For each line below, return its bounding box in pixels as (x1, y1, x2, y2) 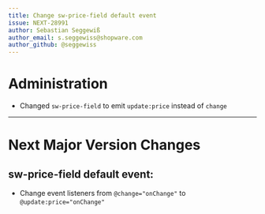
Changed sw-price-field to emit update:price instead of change (19, 101, 227, 111)
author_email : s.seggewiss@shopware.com (8, 33, 144, 42)
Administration (8, 75, 108, 93)
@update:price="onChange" (19, 198, 105, 206)
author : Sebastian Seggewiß (8, 26, 101, 34)
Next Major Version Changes (8, 136, 201, 154)
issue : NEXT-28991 (8, 19, 69, 27)
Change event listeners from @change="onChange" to (19, 189, 186, 198)
